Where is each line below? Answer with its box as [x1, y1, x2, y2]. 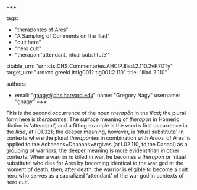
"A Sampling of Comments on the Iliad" [14, 32, 110, 39]
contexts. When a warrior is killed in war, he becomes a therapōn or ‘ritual [6, 153, 186, 160]
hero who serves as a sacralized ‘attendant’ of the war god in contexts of [6, 172, 185, 179]
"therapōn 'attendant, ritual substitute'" [14, 51, 111, 58]
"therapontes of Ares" [14, 26, 69, 33]
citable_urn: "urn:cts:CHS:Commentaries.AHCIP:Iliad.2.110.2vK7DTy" [6, 63, 173, 70]
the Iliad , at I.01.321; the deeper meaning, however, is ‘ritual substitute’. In [6, 128, 185, 135]
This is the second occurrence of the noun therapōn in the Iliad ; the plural [6, 110, 186, 116]
